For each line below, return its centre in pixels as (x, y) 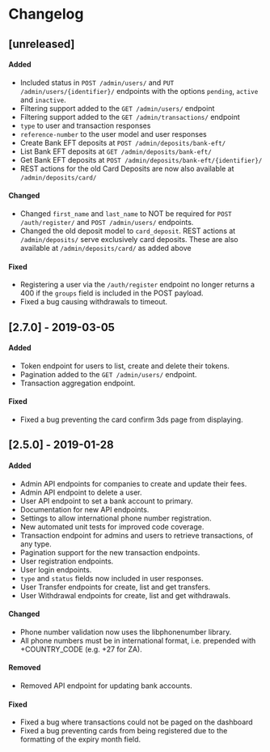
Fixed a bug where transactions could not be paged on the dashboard (136, 722)
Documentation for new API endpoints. (84, 509)
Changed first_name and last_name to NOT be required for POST (126, 213)
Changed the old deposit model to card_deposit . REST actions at (128, 231)
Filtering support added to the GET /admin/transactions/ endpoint (130, 117)
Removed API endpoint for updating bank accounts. (106, 686)
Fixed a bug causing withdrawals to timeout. (94, 302)
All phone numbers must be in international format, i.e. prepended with (138, 640)
